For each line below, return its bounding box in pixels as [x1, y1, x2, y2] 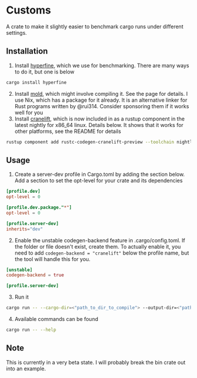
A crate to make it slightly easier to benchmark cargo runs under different [6, 23, 184, 30]
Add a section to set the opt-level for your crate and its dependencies [14, 177, 183, 184]
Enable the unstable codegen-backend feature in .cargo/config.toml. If [14, 236, 186, 244]
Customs [6, 4, 52, 17]
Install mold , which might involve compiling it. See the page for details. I [14, 90, 188, 97]
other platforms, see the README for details [14, 128, 121, 135]
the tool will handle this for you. [14, 255, 91, 262]
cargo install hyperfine [6, 79, 67, 85]
